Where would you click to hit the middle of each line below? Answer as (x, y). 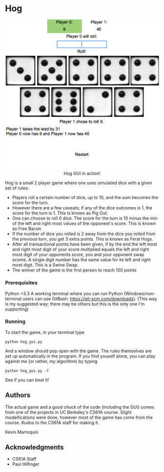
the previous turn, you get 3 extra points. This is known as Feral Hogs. (82, 239)
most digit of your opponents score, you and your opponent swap (78, 255)
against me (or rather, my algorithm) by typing (51, 361)
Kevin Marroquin (22, 432)
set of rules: (17, 188)
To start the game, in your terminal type (45, 332)
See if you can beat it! (27, 380)
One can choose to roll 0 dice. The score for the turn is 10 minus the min (85, 218)
